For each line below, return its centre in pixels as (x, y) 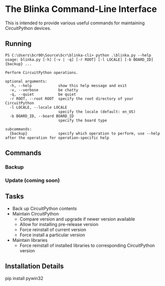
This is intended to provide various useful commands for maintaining (75, 23)
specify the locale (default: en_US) (97, 112)
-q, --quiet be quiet (43, 94)
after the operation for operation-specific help (57, 138)
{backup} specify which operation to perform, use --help (85, 133)
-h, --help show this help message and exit (68, 85)
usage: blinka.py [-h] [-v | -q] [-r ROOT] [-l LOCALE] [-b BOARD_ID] (79, 60)
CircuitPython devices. (28, 28)
